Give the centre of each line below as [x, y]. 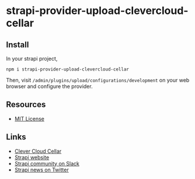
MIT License [29, 118]
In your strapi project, [32, 59]
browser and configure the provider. [49, 86]
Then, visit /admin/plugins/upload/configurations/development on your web [98, 80]
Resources [26, 105]
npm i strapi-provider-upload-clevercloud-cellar [68, 69]
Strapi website [32, 157]
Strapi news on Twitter [41, 170]
